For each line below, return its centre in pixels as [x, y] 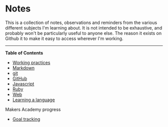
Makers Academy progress [33, 109]
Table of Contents [24, 52]
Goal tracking [26, 119]
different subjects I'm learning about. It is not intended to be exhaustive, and [84, 27]
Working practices [31, 62]
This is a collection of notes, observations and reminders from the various [81, 22]
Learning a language [33, 99]
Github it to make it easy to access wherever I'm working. [64, 38]
